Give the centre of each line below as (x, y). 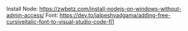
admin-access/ (25, 15)
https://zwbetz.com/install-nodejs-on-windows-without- (110, 9)
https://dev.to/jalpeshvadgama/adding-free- (115, 15)
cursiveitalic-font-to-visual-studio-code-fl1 (60, 22)
